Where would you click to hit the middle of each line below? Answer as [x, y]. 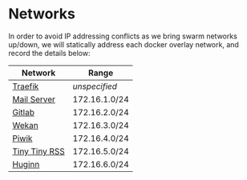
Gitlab [23, 112]
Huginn [26, 164]
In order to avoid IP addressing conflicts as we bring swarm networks [123, 36]
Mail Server [34, 99]
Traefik [26, 86]
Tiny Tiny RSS [39, 151]
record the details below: [49, 53]
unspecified [95, 86]
